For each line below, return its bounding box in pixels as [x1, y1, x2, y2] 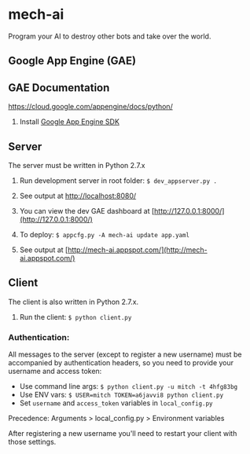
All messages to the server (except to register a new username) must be [8, 350, 242, 359]
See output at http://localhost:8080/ [19, 191, 137, 200]
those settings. [8, 438, 57, 447]
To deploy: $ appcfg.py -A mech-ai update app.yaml [19, 229, 190, 239]
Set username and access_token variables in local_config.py [19, 398, 213, 408]
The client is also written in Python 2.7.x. [8, 297, 139, 306]
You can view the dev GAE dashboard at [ [19, 206, 155, 215]
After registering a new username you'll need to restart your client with [8, 429, 237, 438]
